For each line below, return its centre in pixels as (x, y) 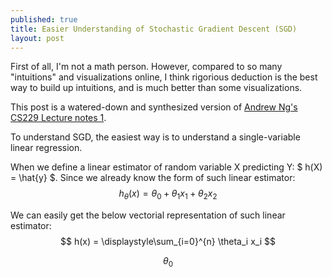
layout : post (37, 38)
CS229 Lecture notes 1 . (58, 118)
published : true (44, 19)
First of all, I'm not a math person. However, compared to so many (146, 67)
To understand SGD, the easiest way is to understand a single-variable (155, 137)
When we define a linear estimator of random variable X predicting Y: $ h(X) (166, 167)
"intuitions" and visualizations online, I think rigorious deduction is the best (164, 77)
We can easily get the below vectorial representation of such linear (148, 215)
